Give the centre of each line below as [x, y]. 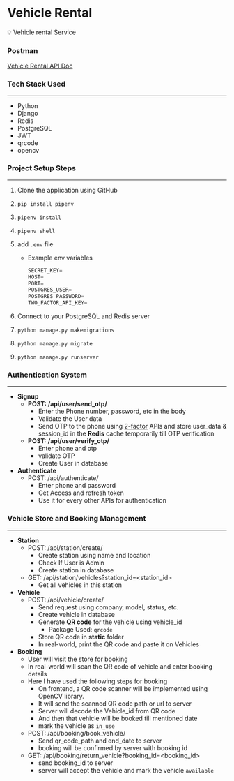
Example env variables [60, 258]
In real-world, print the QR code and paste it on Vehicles [119, 644]
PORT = [36, 283]
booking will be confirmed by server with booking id [113, 747]
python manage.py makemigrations [66, 330]
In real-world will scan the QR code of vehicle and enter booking [120, 666]
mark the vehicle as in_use [76, 726]
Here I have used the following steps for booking [97, 681]
